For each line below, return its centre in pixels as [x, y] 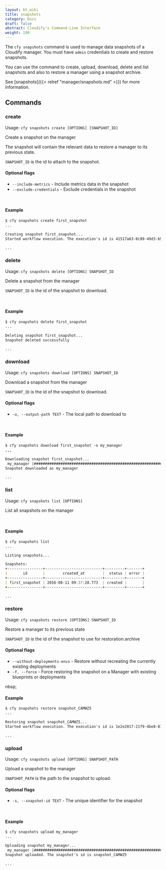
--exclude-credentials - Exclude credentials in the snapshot [74, 189]
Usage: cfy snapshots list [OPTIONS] [44, 500]
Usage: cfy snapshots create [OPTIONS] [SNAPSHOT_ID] [62, 127]
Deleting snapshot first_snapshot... [44, 335]
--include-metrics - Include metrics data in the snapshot [70, 184]
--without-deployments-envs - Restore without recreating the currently [84, 661]
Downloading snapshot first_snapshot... [47, 459]
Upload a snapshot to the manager [40, 768]
